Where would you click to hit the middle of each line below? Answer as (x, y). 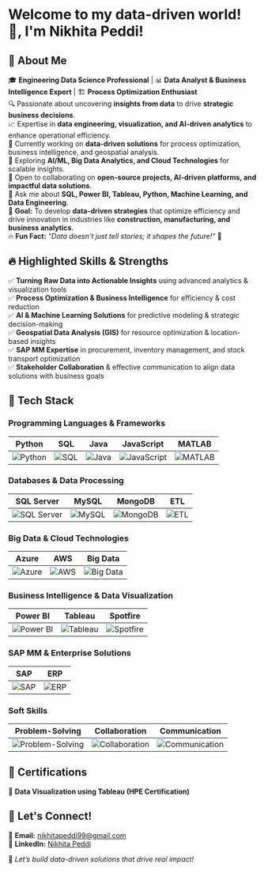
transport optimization (44, 358)
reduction (24, 307)
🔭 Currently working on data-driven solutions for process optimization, (124, 143)
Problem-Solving (48, 730)
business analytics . (41, 228)
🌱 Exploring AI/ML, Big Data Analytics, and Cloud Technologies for (119, 160)
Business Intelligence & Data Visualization (91, 596)
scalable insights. (36, 169)
